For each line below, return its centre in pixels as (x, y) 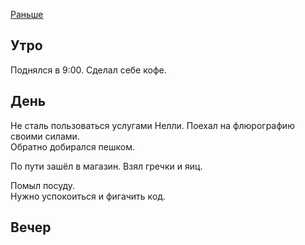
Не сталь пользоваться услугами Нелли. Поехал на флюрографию (152, 125)
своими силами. (45, 136)
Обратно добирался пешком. (72, 146)
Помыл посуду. (43, 185)
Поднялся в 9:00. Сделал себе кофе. (88, 70)
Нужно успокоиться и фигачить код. (88, 196)
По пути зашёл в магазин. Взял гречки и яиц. (106, 166)
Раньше (27, 14)
